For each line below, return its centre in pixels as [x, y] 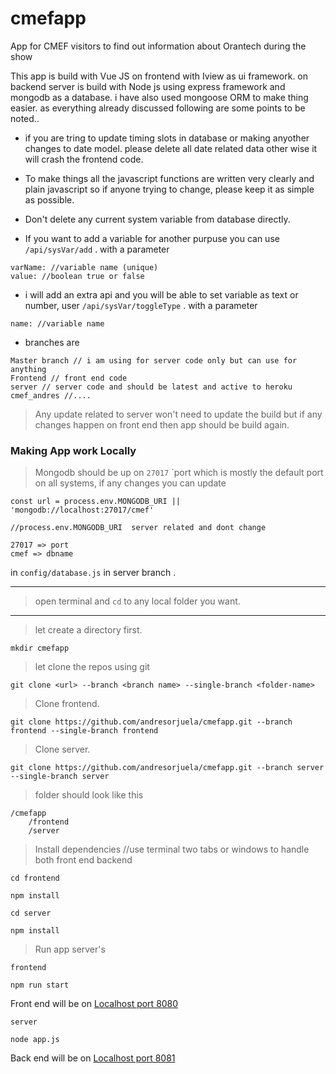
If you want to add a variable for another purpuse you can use [152, 238]
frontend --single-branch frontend [84, 731]
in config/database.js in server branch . [93, 573]
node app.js [35, 1040]
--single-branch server [60, 777]
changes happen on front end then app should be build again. [162, 424]
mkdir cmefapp [40, 648]
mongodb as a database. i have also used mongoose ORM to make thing [159, 97]
